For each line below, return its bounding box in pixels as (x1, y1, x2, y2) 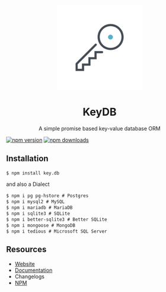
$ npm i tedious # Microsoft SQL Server (6, 228, 108, 234)
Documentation (14, 266, 53, 274)
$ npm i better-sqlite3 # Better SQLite (6, 216, 108, 223)
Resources (6, 245, 47, 255)
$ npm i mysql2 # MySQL (6, 198, 65, 205)
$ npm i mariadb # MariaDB (6, 204, 73, 211)
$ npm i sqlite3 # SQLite (6, 210, 70, 217)
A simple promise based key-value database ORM (38, 125, 161, 132)
